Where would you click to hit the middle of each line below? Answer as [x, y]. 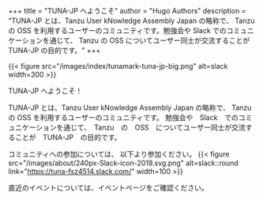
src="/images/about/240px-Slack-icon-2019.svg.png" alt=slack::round [123, 163]
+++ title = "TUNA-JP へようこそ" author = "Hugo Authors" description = [127, 11]
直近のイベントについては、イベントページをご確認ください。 [109, 188]
